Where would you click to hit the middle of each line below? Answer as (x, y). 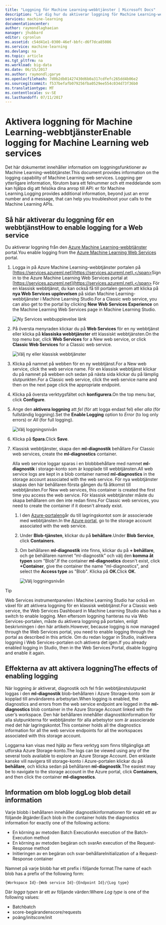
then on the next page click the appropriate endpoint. (66, 385)
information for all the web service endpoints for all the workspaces (74, 730)
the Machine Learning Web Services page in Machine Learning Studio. (84, 309)
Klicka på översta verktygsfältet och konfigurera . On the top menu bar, (84, 394)
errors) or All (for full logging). (43, 420)
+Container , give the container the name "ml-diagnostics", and (84, 566)
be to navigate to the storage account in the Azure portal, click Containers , (82, 771)
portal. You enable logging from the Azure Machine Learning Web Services (81, 252)
